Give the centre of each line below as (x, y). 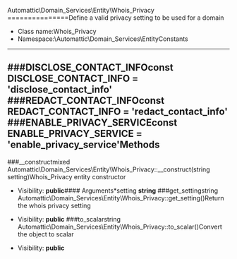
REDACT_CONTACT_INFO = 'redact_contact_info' (117, 112)
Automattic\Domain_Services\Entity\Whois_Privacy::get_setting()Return (121, 198)
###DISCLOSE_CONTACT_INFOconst (91, 67)
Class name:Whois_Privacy (57, 31)
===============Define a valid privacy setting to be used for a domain (116, 18)
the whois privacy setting (54, 205)
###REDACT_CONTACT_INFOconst (86, 101)
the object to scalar (45, 234)
